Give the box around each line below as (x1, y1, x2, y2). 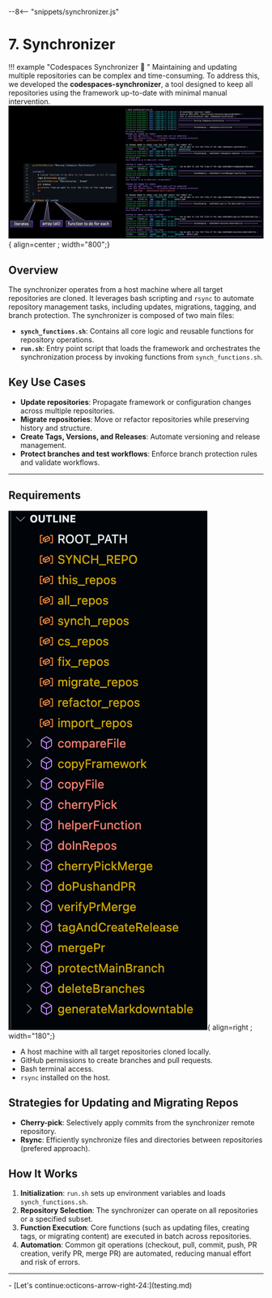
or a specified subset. (19, 1214, 93, 1224)
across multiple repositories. (19, 406, 116, 415)
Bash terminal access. (19, 1064, 95, 1073)
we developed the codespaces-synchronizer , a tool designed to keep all (8, 79, 253, 88)
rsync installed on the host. (19, 1072, 111, 1082)
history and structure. (19, 423, 93, 432)
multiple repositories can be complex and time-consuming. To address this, (8, 71, 261, 80)
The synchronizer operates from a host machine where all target (8, 285, 223, 294)
